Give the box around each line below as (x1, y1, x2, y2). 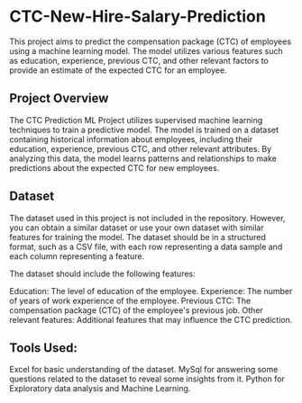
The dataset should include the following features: (9, 268, 196, 279)
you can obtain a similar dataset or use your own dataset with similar (9, 222, 264, 233)
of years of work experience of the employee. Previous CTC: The (9, 295, 252, 306)
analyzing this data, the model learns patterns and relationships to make (9, 153, 278, 164)
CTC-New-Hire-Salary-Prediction (9, 6, 266, 27)
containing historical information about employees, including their (9, 133, 253, 145)
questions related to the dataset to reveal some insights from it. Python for (9, 373, 286, 384)
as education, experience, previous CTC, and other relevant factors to (9, 55, 269, 66)
